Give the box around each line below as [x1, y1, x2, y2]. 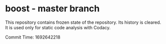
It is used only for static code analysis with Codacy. [5, 24, 111, 30]
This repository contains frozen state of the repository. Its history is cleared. [5, 19, 161, 25]
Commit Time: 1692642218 [5, 34, 61, 40]
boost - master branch [5, 3, 100, 14]
